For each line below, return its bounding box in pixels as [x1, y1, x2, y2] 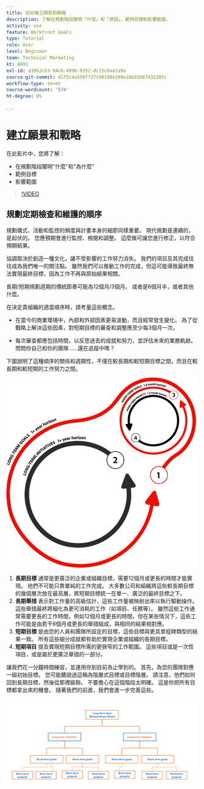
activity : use [6, 23, 42, 29]
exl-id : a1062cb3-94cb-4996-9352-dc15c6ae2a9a [6, 68, 126, 74]
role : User [6, 42, 34, 48]
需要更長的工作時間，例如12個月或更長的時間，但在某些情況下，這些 [20, 612, 191, 620]
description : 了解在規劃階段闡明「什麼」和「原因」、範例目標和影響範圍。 [6, 16, 171, 23]
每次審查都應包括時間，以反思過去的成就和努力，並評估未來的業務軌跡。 [15, 336, 196, 344]
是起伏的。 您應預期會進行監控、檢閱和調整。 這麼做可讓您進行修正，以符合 [6, 234, 195, 242]
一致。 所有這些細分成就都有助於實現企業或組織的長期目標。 [20, 635, 171, 642]
